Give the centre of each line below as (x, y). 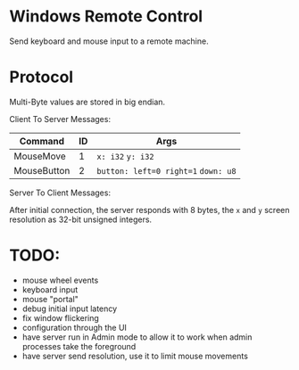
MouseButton (42, 170)
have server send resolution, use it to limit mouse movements (135, 356)
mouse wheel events (60, 280)
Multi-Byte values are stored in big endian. (87, 102)
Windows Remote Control (106, 16)
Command (42, 141)
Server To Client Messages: (60, 193)
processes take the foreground (79, 346)
